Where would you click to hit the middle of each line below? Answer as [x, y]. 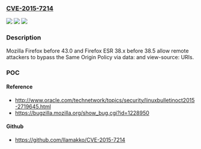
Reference [19, 87]
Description [24, 38]
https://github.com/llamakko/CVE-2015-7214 [70, 139]
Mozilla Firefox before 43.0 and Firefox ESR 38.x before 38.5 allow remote [97, 51]
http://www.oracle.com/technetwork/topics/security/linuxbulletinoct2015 [105, 100]
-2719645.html [33, 107]
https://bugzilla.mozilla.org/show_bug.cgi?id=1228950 [82, 112]
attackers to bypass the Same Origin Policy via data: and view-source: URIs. [100, 57]
